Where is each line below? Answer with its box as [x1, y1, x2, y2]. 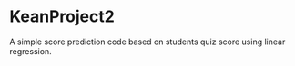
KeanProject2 [9, 6, 116, 27]
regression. [9, 45, 52, 56]
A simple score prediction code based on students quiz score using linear [9, 36, 286, 47]
